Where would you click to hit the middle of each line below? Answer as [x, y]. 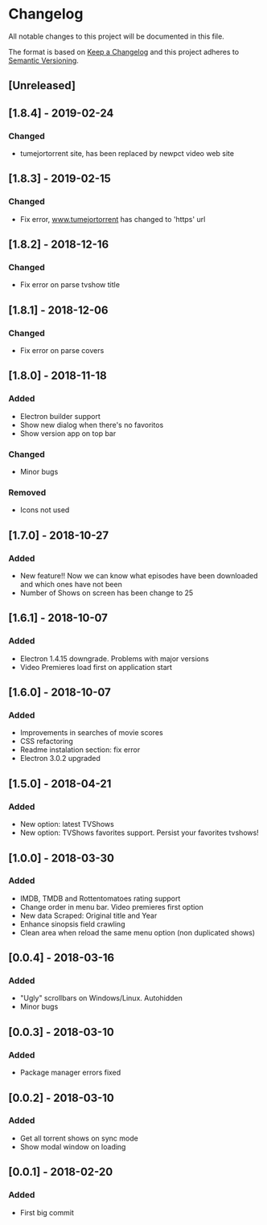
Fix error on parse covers [62, 351]
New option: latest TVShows [67, 824]
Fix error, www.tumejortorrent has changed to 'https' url [113, 219]
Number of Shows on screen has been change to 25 [107, 593]
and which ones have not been [71, 585]
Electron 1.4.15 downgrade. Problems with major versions [114, 658]
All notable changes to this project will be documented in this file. [117, 36]
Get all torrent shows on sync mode [79, 1138]
